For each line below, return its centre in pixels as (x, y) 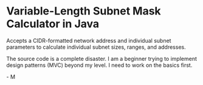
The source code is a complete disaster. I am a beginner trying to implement (102, 58)
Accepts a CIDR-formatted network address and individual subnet (89, 40)
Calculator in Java (53, 24)
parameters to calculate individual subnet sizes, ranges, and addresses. (96, 47)
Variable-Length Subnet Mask (84, 11)
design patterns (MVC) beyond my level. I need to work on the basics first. (99, 65)
